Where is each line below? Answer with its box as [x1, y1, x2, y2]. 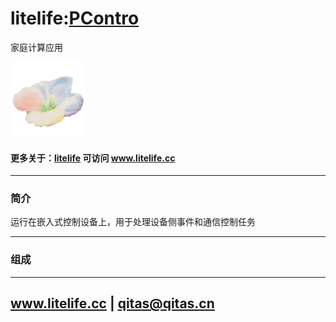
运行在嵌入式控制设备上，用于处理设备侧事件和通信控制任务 [10, 216, 256, 228]
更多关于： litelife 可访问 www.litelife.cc [10, 152, 176, 164]
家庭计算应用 [10, 41, 63, 53]
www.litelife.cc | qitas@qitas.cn [10, 295, 215, 312]
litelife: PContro [10, 7, 140, 30]
